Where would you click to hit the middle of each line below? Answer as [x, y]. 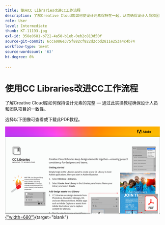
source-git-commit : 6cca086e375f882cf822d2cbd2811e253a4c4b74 [70, 42]
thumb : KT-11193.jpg [26, 31]
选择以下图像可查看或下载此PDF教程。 [44, 120]
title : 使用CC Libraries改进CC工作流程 [43, 10]
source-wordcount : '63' [29, 51]
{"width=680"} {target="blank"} [37, 217]
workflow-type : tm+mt [27, 47]
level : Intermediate [26, 26]
